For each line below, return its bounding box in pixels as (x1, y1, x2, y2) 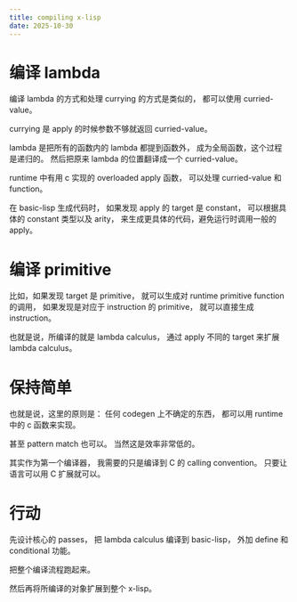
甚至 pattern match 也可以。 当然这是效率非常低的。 (9, 438, 200, 450)
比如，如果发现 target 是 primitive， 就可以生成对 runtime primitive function (9, 290, 285, 301)
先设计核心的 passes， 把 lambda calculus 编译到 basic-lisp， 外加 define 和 (9, 534, 289, 545)
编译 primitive (9, 259, 112, 280)
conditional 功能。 (9, 545, 76, 557)
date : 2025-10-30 (9, 21, 74, 30)
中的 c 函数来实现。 (9, 419, 81, 430)
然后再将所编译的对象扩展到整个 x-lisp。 (9, 583, 157, 594)
